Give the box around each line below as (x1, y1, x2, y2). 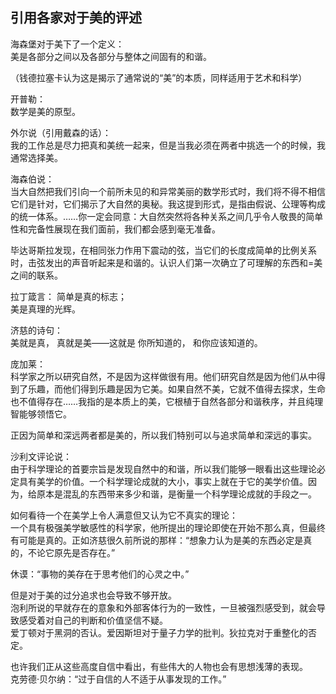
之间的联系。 (10, 269, 63, 281)
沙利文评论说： (10, 450, 72, 462)
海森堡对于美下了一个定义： (10, 38, 125, 50)
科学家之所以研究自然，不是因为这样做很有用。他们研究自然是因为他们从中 (10, 370, 317, 382)
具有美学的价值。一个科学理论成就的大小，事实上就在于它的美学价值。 (18, 475, 308, 487)
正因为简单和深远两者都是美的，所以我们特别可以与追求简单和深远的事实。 (10, 429, 317, 441)
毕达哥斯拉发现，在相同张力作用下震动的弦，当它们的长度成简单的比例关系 (10, 244, 317, 256)
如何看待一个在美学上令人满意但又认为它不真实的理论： (10, 509, 238, 521)
